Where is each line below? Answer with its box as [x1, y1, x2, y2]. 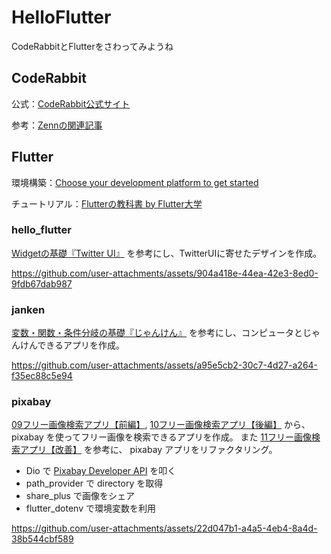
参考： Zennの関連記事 [11, 119, 103, 131]
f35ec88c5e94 [11, 370, 73, 382]
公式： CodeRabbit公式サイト [11, 97, 131, 110]
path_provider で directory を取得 [25, 477, 164, 490]
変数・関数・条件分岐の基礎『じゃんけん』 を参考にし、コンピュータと [11, 327, 303, 339]
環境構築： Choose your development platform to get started [11, 176, 259, 188]
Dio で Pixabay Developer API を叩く [25, 465, 177, 477]
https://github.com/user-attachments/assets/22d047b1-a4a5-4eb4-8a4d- [11, 522, 318, 535]
